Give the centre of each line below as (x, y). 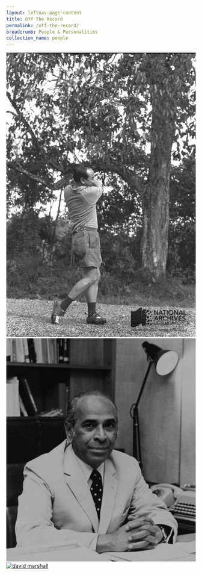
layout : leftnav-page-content (44, 13)
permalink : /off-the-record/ (43, 25)
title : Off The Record (35, 19)
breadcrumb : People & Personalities (52, 32)
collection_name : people (37, 38)
